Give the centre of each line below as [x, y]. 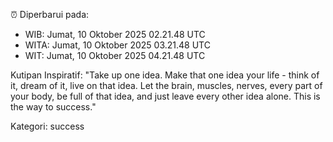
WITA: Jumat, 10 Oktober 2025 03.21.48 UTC [117, 45]
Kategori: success [47, 126]
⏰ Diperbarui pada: [50, 14]
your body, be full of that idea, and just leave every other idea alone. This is [165, 96]
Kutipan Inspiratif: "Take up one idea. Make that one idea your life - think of [165, 75]
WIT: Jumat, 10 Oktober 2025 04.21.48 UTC [115, 55]
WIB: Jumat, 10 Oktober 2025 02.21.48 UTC [115, 34]
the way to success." [53, 107]
